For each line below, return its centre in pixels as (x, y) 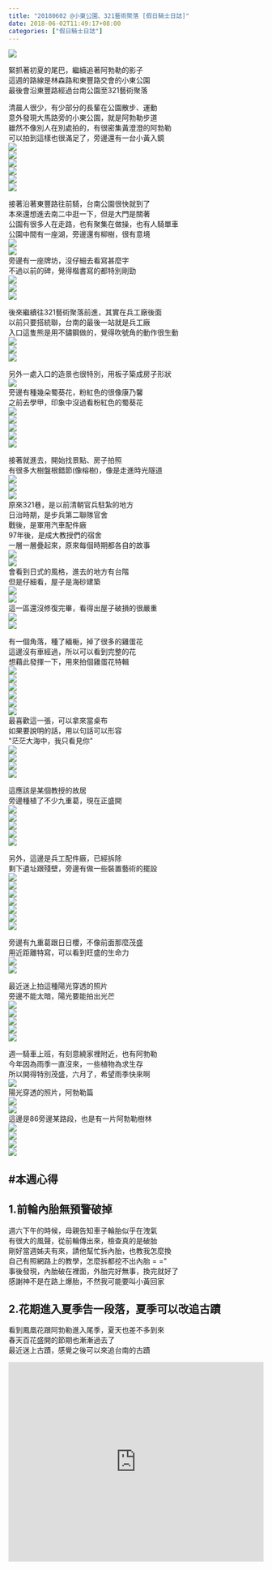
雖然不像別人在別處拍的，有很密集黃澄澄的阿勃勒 (90, 128)
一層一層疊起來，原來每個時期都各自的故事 (79, 545)
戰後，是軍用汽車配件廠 (47, 525)
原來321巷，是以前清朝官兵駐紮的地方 (71, 505)
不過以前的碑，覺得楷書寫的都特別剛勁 (72, 271)
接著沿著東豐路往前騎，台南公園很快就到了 (79, 204)
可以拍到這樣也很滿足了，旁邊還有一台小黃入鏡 (86, 138)
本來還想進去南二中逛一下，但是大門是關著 (79, 214)
